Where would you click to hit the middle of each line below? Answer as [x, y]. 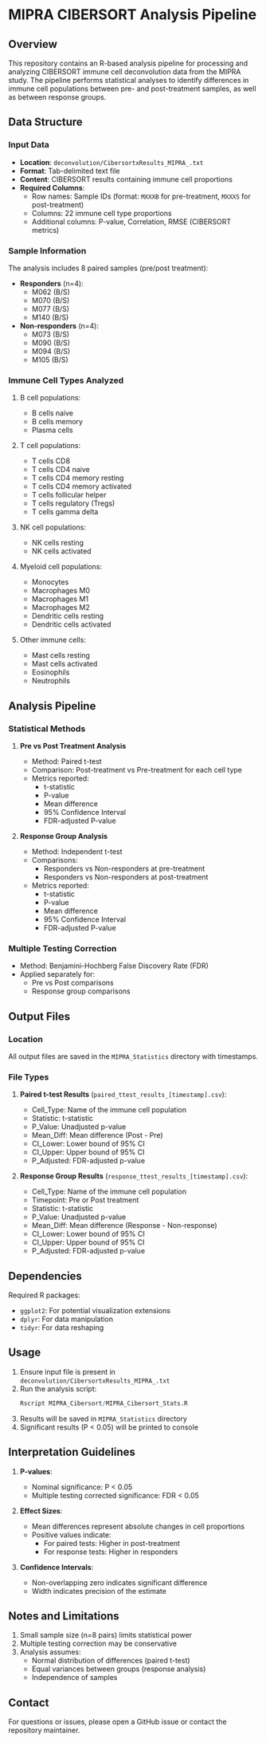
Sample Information [47, 250]
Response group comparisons [81, 991]
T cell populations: [50, 446]
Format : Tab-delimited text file [70, 171]
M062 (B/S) [51, 292]
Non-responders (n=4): [59, 325]
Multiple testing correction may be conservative [98, 1643]
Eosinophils [51, 672]
